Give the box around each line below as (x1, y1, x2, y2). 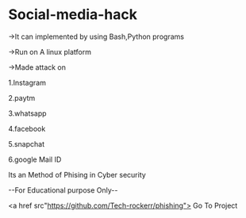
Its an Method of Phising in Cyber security (8, 170, 147, 179)
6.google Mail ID (8, 155, 62, 164)
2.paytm (8, 93, 36, 102)
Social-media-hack (8, 6, 137, 24)
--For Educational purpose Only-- (8, 185, 118, 195)
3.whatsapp (8, 109, 47, 118)
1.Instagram (8, 78, 46, 87)
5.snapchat (8, 139, 45, 148)
